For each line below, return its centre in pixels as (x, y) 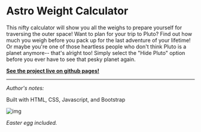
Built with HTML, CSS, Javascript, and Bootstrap (66, 99)
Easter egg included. (32, 122)
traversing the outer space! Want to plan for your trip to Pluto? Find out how (99, 33)
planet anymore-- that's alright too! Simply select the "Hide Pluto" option (96, 53)
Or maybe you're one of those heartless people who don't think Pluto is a (96, 47)
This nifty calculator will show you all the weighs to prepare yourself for (94, 27)
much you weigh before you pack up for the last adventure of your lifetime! (98, 40)
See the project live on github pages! (53, 70)
